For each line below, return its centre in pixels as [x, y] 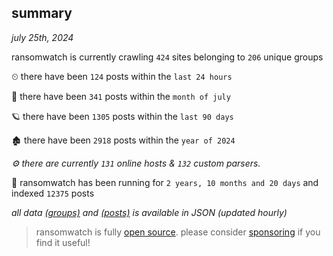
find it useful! [63, 242]
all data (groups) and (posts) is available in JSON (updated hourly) [149, 212]
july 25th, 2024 [42, 37]
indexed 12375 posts [53, 193]
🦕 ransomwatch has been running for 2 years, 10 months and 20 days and [165, 182]
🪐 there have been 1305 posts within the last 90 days [122, 116]
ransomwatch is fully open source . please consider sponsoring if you [178, 232]
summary [42, 13]
